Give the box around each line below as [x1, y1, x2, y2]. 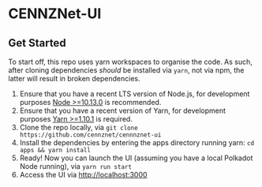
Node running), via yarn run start [19, 162, 133, 170]
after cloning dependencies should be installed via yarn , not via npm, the [8, 65, 245, 75]
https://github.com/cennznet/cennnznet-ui [19, 131, 162, 139]
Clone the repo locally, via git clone [19, 123, 138, 132]
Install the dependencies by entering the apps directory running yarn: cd [19, 138, 255, 147]
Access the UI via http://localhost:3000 [19, 170, 148, 179]
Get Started [8, 36, 66, 50]
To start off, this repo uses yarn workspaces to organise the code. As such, [8, 57, 253, 66]
